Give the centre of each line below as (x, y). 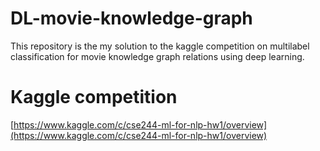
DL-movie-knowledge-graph (131, 18)
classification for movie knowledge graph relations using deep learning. (157, 56)
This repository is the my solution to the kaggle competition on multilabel (160, 46)
